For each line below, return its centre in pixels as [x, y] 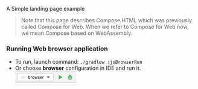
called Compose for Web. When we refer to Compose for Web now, [105, 27]
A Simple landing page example [46, 9]
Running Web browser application [57, 49]
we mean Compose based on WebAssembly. [77, 33]
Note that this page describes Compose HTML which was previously [106, 20]
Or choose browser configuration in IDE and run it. [78, 68]
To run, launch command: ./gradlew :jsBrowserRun [79, 62]
